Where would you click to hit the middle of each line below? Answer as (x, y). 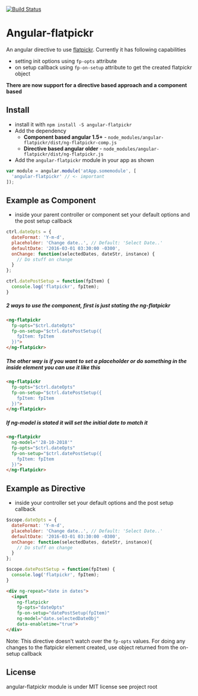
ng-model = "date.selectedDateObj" (58, 619)
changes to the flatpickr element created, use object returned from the (92, 647)
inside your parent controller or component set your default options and (102, 215)
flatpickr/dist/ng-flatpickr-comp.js (70, 142)
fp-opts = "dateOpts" (41, 608)
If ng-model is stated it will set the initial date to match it (77, 422)
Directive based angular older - (63, 148)
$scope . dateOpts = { (32, 520)
